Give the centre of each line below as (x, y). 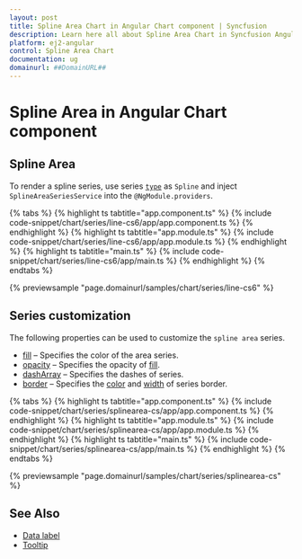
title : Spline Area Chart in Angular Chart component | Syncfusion (138, 26)
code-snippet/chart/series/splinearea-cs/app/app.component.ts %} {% (142, 411)
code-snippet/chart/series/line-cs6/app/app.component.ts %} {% (131, 222)
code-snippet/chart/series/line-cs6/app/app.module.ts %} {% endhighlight (148, 241)
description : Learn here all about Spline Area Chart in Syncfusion (140, 34)
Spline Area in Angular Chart (118, 112)
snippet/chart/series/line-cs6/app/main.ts (87, 261)
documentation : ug (44, 59)
